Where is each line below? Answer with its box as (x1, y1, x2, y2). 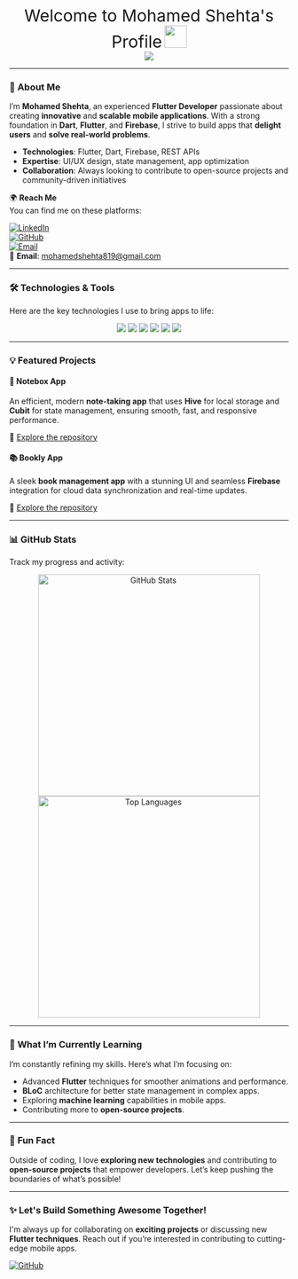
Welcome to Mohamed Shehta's (23, 5, 275, 26)
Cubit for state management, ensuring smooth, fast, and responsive (9, 404, 257, 416)
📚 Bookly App (9, 452, 64, 463)
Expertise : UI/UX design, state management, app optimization (21, 156, 250, 167)
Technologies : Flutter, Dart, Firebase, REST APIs (21, 146, 200, 157)
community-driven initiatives (21, 175, 127, 185)
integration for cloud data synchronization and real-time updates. (9, 484, 247, 496)
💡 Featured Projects (9, 354, 96, 366)
